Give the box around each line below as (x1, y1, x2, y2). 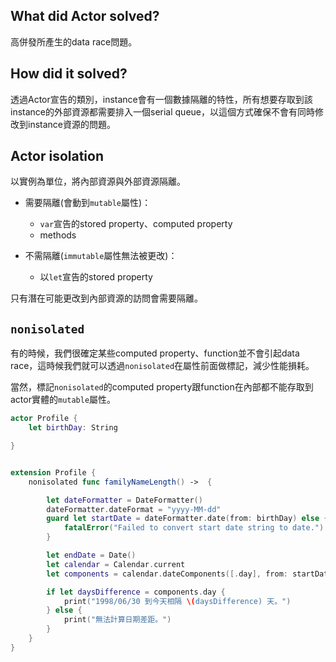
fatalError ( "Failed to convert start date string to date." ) (63, 523, 325, 533)
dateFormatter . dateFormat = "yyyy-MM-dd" (46, 504, 222, 514)
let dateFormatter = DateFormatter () (46, 495, 203, 505)
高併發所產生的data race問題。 (10, 35, 138, 48)
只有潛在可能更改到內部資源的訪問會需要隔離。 (10, 292, 203, 304)
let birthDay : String (28, 423, 118, 433)
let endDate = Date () (46, 550, 137, 560)
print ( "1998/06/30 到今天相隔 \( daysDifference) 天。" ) (63, 596, 292, 606)
